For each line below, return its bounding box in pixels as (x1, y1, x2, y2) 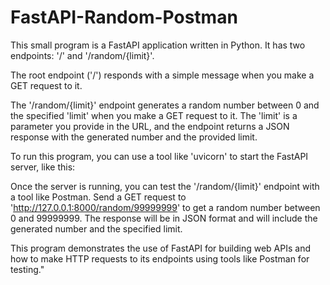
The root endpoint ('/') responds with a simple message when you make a (10, 69, 315, 81)
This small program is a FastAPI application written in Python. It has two (10, 39, 306, 51)
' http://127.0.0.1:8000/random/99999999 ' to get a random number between (10, 201, 321, 213)
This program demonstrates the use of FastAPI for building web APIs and (10, 242, 311, 254)
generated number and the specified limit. (10, 222, 183, 235)
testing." (10, 263, 45, 275)
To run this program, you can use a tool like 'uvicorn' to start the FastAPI (10, 150, 309, 162)
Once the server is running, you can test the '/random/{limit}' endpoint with (10, 180, 320, 192)
